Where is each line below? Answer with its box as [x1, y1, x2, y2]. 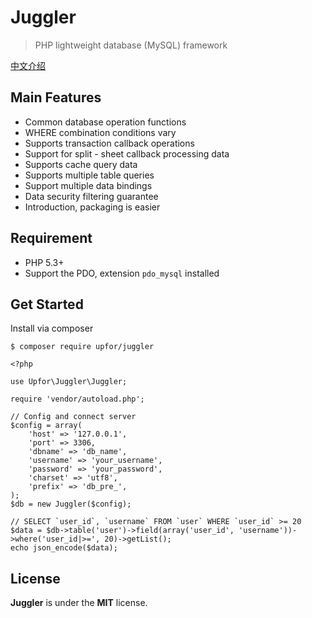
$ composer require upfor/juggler [10, 342, 155, 352]
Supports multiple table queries [24, 169, 155, 181]
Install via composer [10, 322, 94, 335]
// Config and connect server [10, 412, 137, 422]
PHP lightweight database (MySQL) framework [34, 39, 228, 51]
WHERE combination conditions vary [24, 126, 177, 138]
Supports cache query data [24, 158, 138, 170]
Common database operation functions [24, 116, 187, 128]
